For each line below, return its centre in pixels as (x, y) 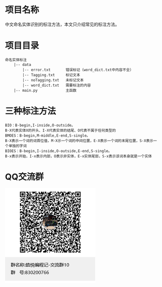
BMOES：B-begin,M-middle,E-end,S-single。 (48, 136)
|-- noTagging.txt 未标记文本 (53, 80)
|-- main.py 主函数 (45, 90)
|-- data (22, 64)
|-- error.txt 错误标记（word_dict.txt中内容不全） (78, 70)
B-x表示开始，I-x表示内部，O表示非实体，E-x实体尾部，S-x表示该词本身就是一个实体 (79, 156)
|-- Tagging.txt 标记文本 (52, 75)
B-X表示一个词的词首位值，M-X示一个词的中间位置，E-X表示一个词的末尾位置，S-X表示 (79, 141)
